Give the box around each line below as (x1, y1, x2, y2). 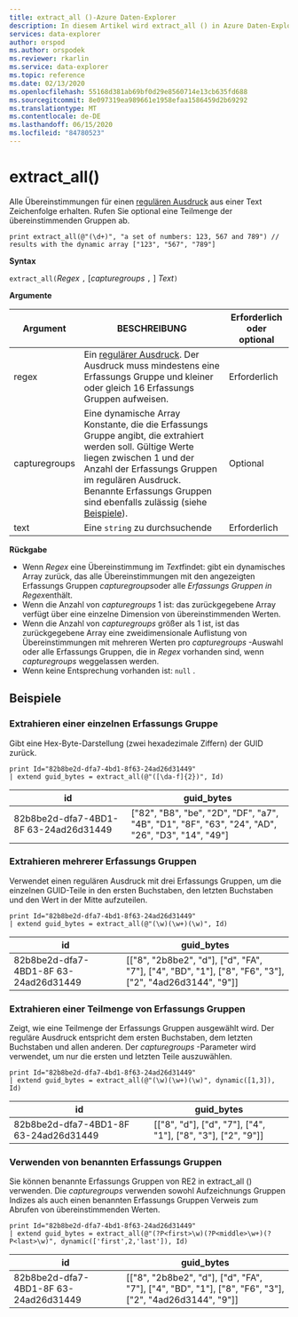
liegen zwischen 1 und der (83, 451, 195, 464)
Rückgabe (9, 543, 48, 555)
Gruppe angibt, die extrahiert (83, 429, 204, 441)
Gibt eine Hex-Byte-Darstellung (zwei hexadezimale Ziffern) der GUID (9, 738, 263, 749)
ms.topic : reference (9, 71, 86, 80)
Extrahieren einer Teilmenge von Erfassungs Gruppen (9, 1003, 246, 1015)
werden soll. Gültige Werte (83, 440, 194, 453)
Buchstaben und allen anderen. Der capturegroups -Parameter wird (9, 1042, 256, 1052)
